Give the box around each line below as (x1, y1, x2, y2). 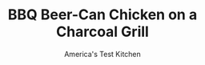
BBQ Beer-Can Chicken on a (7, 6, 198, 24)
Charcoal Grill (55, 22, 150, 41)
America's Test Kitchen (63, 49, 142, 59)
